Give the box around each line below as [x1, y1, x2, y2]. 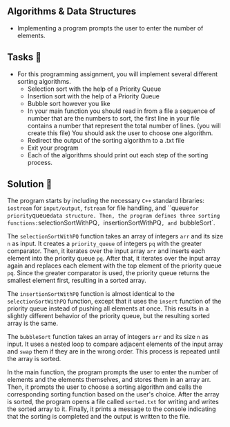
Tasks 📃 [7, 51, 42, 63]
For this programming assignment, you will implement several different [17, 69, 218, 78]
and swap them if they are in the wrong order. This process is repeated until [7, 347, 220, 356]
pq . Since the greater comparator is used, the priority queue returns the [7, 269, 210, 277]
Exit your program [27, 143, 79, 152]
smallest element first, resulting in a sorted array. [7, 277, 146, 285]
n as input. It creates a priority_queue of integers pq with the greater [7, 239, 202, 248]
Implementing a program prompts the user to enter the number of [17, 24, 204, 32]
